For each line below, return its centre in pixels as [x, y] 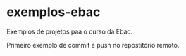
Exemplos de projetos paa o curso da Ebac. [70, 31]
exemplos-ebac [54, 12]
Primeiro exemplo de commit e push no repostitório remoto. [93, 45]
